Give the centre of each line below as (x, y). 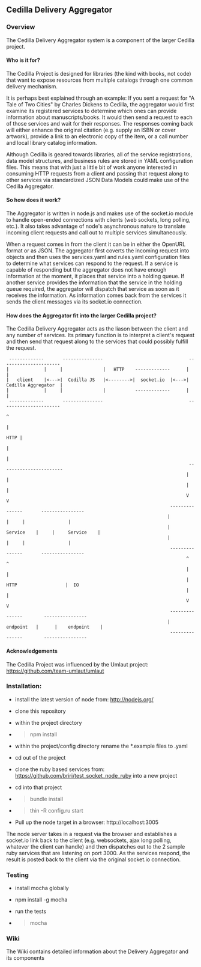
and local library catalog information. (52, 142)
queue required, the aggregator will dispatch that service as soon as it (93, 289)
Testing (17, 875)
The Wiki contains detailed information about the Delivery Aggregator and (97, 951)
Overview (21, 27)
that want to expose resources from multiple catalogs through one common (100, 80)
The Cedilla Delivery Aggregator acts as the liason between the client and (97, 329)
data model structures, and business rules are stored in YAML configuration (100, 160)
